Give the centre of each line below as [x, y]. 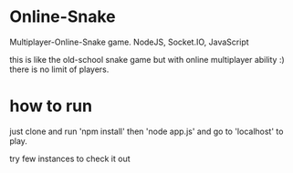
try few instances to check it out [70, 158]
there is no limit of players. [59, 69]
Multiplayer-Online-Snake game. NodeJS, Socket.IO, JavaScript [129, 42]
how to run [51, 106]
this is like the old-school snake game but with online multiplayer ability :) [147, 59]
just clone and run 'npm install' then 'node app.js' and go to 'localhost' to [146, 131]
